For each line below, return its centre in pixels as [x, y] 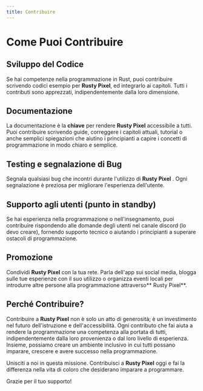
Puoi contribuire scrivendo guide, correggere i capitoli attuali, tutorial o [95, 132]
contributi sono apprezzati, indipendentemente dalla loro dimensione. [93, 92]
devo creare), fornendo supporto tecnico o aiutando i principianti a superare [101, 232]
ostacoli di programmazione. [42, 238]
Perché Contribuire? [45, 304]
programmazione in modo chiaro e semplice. [62, 145]
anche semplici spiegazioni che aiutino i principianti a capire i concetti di [97, 139]
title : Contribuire [31, 12]
